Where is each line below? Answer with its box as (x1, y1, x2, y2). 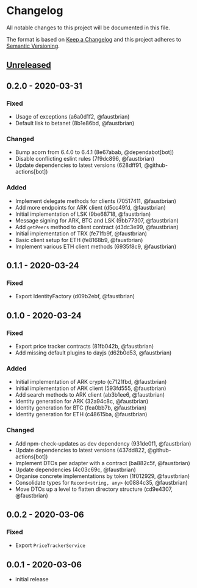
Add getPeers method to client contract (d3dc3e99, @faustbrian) (15, 223, 179, 230)
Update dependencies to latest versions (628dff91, (15, 161, 143, 169)
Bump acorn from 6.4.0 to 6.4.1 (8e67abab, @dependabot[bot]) (15, 149, 174, 156)
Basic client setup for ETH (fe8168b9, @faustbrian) (15, 236, 143, 243)
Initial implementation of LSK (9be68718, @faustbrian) (15, 210, 151, 218)
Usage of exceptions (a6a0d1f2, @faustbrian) (15, 113, 130, 120)
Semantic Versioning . (6, 42, 60, 50)
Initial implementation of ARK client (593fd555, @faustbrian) (15, 384, 167, 392)
